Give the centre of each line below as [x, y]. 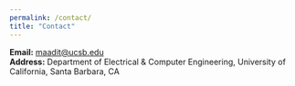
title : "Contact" [42, 26]
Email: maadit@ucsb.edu [57, 52]
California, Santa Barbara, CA [65, 71]
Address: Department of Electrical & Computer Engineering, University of [147, 62]
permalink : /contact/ [51, 18]
